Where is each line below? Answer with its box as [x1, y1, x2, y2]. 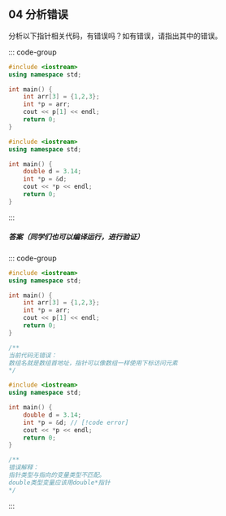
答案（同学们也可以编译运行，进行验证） [8, 232, 144, 242]
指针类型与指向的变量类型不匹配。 [8, 471, 106, 479]
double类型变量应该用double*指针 [8, 479, 111, 487]
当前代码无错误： [8, 351, 58, 360]
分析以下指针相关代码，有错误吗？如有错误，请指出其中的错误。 [8, 31, 222, 41]
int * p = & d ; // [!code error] [23, 418, 129, 426]
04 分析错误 [8, 7, 69, 22]
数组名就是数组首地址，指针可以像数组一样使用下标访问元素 [8, 359, 178, 367]
